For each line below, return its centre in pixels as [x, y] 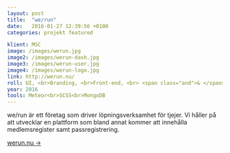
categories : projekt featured [50, 32]
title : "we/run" [32, 20]
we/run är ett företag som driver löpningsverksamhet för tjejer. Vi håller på [112, 115]
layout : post [26, 13]
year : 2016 [23, 89]
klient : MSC [24, 45]
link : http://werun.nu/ [41, 76]
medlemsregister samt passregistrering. [63, 130]
